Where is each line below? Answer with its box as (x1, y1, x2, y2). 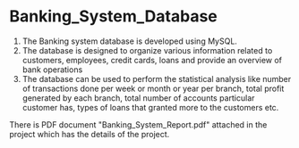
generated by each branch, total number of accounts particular (21, 92, 255, 103)
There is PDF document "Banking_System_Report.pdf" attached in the (9, 119, 268, 130)
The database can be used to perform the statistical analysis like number (21, 73, 292, 84)
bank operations (21, 64, 83, 75)
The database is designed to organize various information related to (21, 45, 273, 55)
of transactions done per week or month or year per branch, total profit (21, 83, 285, 94)
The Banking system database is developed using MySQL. (21, 36, 237, 46)
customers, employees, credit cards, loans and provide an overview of (21, 54, 283, 65)
